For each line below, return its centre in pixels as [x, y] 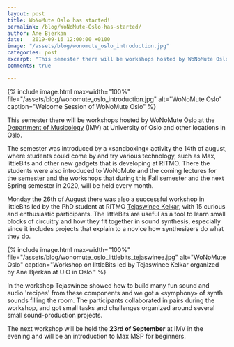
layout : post [26, 14]
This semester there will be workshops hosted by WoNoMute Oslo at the [111, 120]
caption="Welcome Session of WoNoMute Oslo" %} [82, 106]
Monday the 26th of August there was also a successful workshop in [106, 199]
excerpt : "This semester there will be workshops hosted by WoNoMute [110, 59]
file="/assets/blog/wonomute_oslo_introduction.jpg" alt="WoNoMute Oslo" [115, 99]
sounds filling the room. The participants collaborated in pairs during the [111, 300]
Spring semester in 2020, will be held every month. [80, 185]
